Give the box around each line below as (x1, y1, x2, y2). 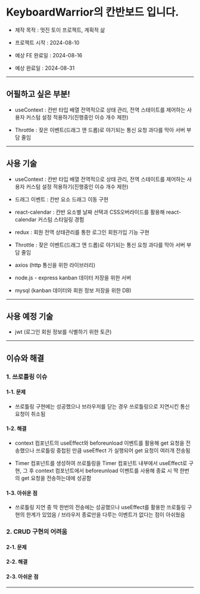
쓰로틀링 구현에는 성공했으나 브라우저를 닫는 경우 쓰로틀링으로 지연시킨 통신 (14, 402, 190, 410)
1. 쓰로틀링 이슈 (6, 373, 48, 381)
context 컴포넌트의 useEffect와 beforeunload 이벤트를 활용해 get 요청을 (14, 439, 185, 447)
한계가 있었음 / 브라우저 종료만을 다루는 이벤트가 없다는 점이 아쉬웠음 (26, 511, 186, 518)
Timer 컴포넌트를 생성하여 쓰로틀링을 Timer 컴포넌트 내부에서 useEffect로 (14, 460, 187, 467)
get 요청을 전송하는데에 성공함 (21, 475, 92, 482)
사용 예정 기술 (6, 311, 54, 321)
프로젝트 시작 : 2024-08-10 (14, 39, 80, 46)
